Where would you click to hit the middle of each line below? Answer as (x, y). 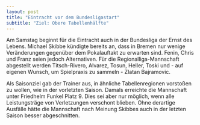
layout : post (23, 12)
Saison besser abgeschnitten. (43, 115)
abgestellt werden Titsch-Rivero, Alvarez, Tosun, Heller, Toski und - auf (95, 66)
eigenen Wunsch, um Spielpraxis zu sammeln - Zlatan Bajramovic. (88, 72)
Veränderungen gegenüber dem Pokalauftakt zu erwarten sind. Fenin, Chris (100, 53)
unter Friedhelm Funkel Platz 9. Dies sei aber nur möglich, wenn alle (90, 96)
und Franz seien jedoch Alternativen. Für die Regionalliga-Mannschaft (93, 59)
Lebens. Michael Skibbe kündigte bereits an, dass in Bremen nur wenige (96, 46)
